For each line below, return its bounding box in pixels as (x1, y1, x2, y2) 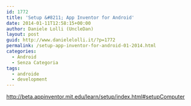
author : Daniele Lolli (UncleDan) (6, 25, 94, 32)
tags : (6, 65, 20, 71)
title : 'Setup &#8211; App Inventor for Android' (6, 15, 135, 21)
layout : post (6, 31, 40, 38)
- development (12, 76, 47, 82)
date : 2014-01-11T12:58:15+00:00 (6, 20, 91, 26)
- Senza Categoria (12, 59, 59, 65)
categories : (6, 48, 36, 55)
